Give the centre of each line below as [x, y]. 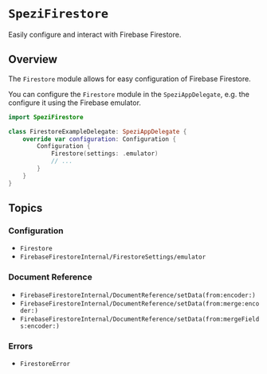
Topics [26, 208]
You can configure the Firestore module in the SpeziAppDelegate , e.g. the [129, 94]
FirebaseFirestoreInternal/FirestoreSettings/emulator [113, 257]
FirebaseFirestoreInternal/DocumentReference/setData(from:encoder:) [138, 295]
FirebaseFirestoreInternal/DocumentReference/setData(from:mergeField [139, 319]
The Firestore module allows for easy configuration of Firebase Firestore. [130, 79]
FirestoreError [45, 364]
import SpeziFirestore [46, 117]
